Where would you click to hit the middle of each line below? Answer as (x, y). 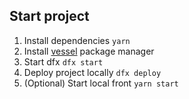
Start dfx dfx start (63, 61)
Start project (49, 16)
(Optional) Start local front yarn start (101, 83)
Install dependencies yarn (77, 40)
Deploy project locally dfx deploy (92, 72)
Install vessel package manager (89, 51)
